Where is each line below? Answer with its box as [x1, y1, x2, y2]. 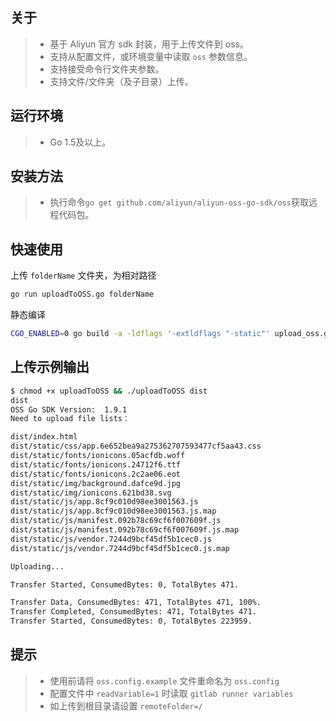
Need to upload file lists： [10, 414, 130, 424]
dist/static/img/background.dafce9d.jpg [10, 478, 182, 488]
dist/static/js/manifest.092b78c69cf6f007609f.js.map [10, 525, 240, 535]
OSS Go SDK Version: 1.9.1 [10, 404, 128, 415]
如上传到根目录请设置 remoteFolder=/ [49, 699, 203, 712]
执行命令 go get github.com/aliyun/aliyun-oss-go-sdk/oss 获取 [49, 196, 309, 208]
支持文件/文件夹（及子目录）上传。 [49, 75, 194, 87]
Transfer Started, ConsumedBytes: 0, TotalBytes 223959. [10, 616, 253, 627]
